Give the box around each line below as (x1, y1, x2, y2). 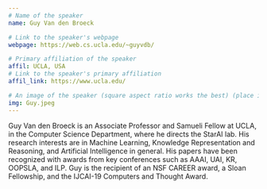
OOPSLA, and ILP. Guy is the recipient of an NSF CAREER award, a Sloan (8, 163, 246, 172)
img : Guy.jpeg (8, 98, 56, 107)
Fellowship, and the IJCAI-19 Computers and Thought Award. (8, 172, 208, 181)
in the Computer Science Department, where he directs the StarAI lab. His (8, 129, 250, 139)
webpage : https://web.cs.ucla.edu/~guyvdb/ (8, 40, 155, 48)
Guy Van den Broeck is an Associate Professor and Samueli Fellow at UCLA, (8, 121, 257, 130)
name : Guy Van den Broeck (8, 19, 94, 27)
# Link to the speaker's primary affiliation (8, 70, 161, 78)
